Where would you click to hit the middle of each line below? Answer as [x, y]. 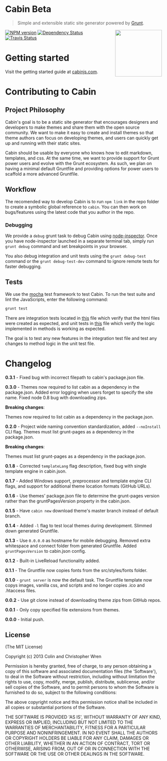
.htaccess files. [21, 591]
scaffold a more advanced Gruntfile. [42, 174]
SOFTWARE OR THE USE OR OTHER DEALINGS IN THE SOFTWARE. [75, 754]
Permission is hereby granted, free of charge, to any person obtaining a [78, 666]
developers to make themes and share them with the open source [73, 127]
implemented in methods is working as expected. [55, 329]
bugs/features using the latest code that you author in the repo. [70, 212]
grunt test [16, 308]
